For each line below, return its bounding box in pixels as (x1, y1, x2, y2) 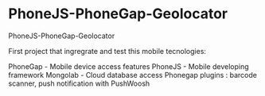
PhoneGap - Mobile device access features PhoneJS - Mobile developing (8, 61, 249, 71)
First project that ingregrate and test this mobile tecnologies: (8, 46, 207, 56)
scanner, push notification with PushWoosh (8, 79, 150, 88)
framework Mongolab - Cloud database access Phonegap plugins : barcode (8, 70, 257, 79)
